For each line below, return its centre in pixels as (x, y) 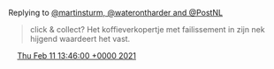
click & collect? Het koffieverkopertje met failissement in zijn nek (148, 29)
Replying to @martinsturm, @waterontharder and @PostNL (115, 13)
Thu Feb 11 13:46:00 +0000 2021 (76, 55)
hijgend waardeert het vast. (80, 39)
